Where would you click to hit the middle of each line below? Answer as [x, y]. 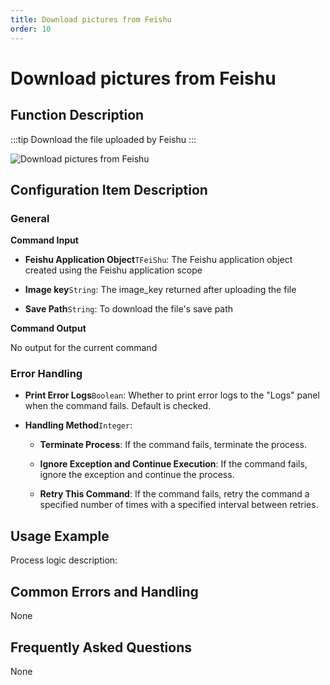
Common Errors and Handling [104, 591]
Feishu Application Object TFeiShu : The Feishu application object [158, 260]
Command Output [48, 328]
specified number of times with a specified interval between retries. [179, 505]
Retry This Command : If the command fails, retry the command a [174, 494]
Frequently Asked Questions [101, 647]
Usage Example [60, 536]
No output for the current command [84, 348]
